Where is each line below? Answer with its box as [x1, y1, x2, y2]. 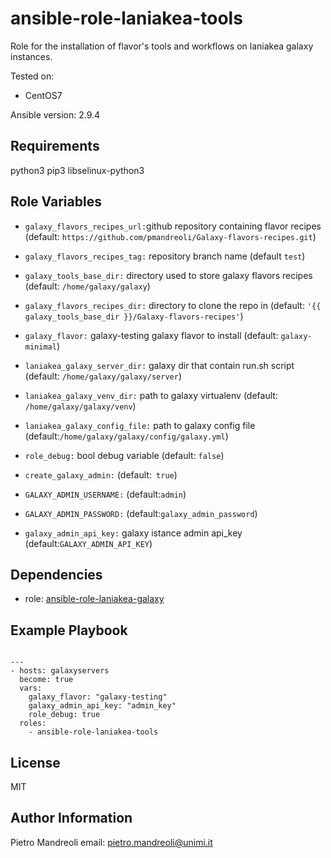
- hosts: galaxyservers [10, 666, 110, 676]
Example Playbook [10, 622, 128, 639]
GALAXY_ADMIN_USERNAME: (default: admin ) [24, 488, 187, 500]
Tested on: [10, 70, 55, 82]
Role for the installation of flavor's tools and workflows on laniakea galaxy [10, 40, 314, 52]
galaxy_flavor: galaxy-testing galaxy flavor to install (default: [24, 329, 279, 341]
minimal [24, 342, 57, 352]
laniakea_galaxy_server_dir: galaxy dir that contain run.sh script [24, 359, 295, 371]
